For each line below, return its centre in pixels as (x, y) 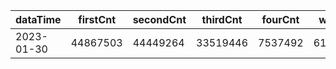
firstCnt (97, 19)
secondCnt (159, 19)
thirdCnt (222, 19)
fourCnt (280, 19)
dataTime (38, 19)
